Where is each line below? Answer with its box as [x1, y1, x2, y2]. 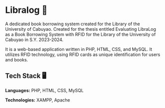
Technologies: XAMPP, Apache [5, 97, 71, 103]
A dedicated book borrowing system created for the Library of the [5, 21, 140, 27]
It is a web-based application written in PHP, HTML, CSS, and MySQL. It [5, 46, 153, 52]
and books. [5, 56, 28, 62]
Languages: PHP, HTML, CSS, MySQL [5, 87, 84, 93]
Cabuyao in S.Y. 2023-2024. [5, 37, 64, 43]
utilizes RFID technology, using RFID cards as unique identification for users [5, 52, 161, 57]
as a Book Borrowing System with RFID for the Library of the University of [5, 31, 156, 37]
